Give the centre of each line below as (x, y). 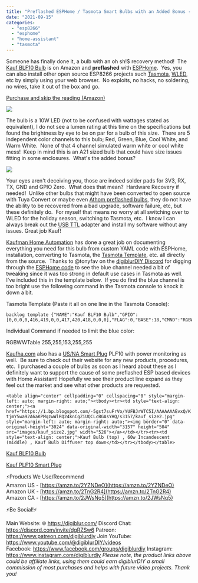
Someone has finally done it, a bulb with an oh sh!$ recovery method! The (97, 61)
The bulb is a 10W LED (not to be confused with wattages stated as (88, 120)
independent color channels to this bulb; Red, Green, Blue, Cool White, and (97, 139)
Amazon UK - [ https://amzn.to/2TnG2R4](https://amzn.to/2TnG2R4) (89, 491)
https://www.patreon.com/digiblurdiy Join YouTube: (69, 536)
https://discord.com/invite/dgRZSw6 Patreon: (61, 530)
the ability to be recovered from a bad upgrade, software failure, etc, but (94, 206)
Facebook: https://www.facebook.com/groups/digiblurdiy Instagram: (89, 548)
